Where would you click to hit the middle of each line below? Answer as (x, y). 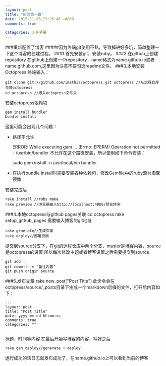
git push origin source (30, 271)
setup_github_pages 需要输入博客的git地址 (49, 220)
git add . (15, 262)
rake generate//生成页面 (29, 231)
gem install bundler (27, 112)
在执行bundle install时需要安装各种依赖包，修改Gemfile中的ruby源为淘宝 (86, 173)
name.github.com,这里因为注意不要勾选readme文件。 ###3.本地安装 (75, 66)
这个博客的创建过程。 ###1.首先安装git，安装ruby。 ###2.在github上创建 (84, 54)
